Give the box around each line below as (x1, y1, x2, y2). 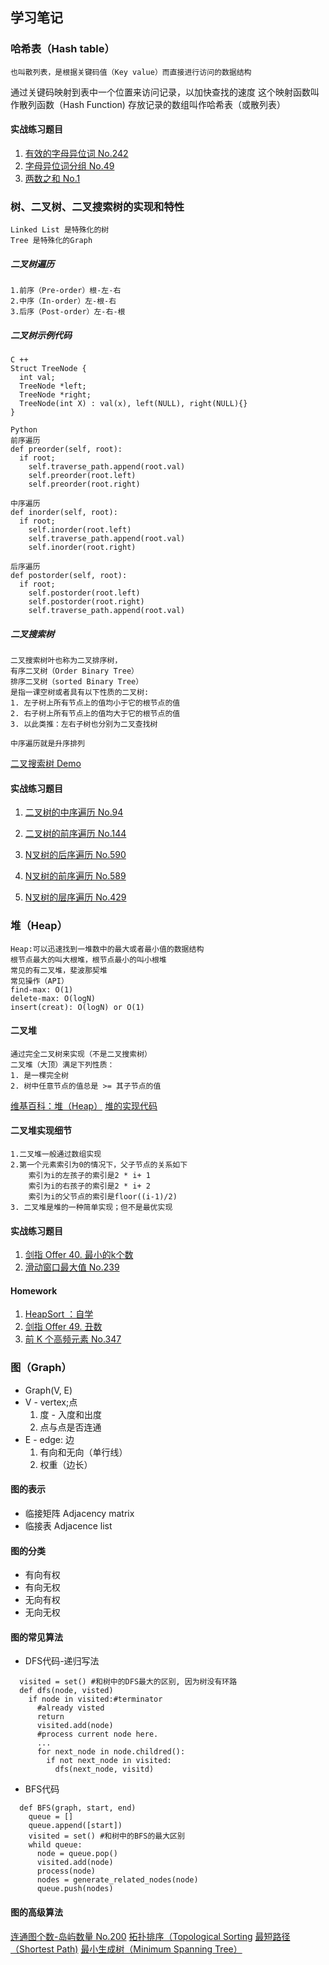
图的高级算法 (10, 1906, 63, 1918)
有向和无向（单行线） (39, 1446, 128, 1458)
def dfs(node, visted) (19, 1686, 114, 1696)
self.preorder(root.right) (28, 479, 141, 490)
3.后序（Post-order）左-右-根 (10, 307, 126, 317)
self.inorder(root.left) (28, 525, 132, 535)
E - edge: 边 (24, 1433, 75, 1445)
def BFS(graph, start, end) (19, 1803, 137, 1813)
